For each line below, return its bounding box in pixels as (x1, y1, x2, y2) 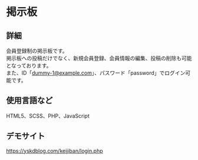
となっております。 (6, 62, 52, 69)
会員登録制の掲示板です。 (6, 48, 68, 54)
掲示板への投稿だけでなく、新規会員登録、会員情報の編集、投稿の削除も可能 (6, 55, 192, 62)
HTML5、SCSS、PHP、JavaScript (6, 112, 90, 119)
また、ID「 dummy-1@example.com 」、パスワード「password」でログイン (6, 69, 186, 76)
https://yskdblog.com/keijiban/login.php (6, 147, 103, 154)
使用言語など (6, 95, 53, 106)
